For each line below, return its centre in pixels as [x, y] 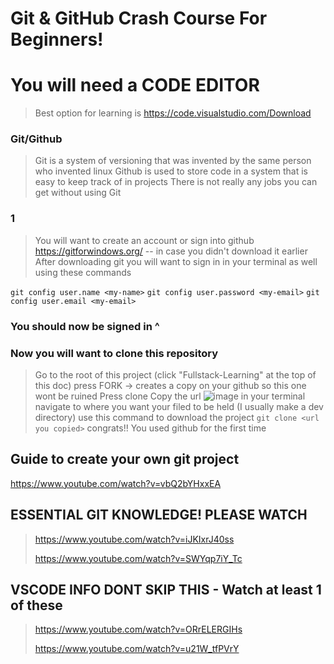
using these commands [83, 272]
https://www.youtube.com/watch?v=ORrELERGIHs [138, 629]
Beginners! [57, 39]
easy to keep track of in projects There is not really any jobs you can [176, 182]
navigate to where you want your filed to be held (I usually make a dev [179, 406]
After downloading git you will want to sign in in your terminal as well [176, 261]
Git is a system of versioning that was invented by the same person [173, 161]
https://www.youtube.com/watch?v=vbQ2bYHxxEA [116, 483]
